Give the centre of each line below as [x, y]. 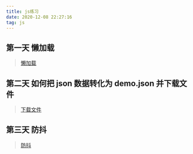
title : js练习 [23, 11]
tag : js [16, 22]
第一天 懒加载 [30, 48]
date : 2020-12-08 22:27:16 [39, 17]
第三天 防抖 [26, 130]
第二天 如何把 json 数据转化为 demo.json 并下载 [93, 83]
